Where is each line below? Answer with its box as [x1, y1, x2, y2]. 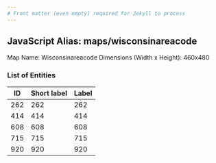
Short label [30, 88, 67, 98]
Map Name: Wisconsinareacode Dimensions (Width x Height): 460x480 [7, 53, 210, 62]
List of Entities [7, 71, 56, 80]
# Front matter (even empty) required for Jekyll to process [7, 10, 186, 17]
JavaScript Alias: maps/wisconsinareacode [7, 36, 197, 47]
